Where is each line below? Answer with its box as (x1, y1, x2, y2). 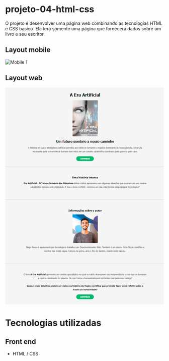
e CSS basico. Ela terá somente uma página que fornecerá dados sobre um (5, 25, 161, 31)
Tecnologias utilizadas (5, 317, 102, 329)
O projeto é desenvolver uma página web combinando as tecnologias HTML (5, 20, 163, 26)
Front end (5, 337, 36, 346)
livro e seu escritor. (5, 31, 45, 37)
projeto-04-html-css (5, 4, 95, 15)
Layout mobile (5, 45, 51, 54)
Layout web (5, 74, 43, 82)
